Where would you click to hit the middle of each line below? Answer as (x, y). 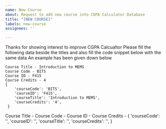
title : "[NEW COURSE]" (29, 19)
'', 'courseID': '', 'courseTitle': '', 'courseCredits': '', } (59, 121)
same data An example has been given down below (59, 58)
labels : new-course (26, 24)
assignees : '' (20, 29)
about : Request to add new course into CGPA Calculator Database (75, 15)
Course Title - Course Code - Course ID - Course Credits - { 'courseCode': (82, 116)
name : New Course (23, 10)
